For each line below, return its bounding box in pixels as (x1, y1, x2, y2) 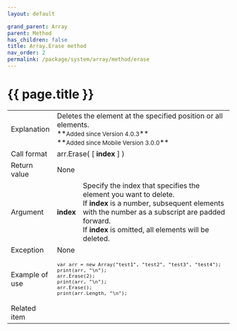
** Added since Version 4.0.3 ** (56, 128, 150, 138)
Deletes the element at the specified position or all (56, 111, 224, 121)
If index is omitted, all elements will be (83, 224, 209, 234)
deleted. (83, 234, 111, 243)
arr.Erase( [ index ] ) (56, 149, 125, 159)
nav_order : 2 (7, 49, 46, 56)
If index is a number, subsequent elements (83, 198, 224, 208)
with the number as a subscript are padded (83, 207, 226, 217)
